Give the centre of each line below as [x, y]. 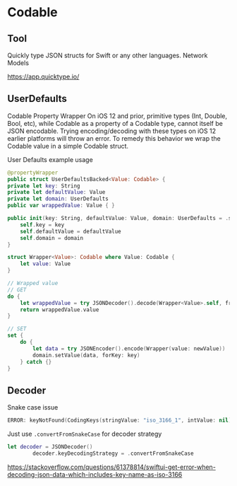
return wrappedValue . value [60, 309]
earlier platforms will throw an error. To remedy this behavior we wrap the [114, 138]
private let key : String [44, 186]
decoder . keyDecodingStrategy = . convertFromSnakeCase [113, 453]
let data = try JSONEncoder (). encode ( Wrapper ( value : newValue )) [129, 348]
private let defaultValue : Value [56, 192]
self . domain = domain [51, 238]
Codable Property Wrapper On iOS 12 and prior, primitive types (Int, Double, [117, 116]
